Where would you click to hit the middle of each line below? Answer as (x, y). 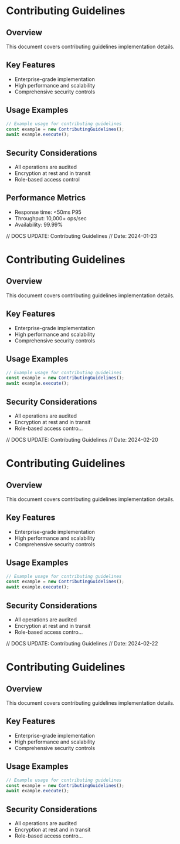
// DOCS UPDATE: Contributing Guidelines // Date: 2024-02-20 (82, 439)
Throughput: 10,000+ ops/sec (50, 218)
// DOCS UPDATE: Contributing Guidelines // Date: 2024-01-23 (81, 236)
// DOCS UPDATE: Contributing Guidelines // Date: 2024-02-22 (82, 643)
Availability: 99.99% (39, 224)
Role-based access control (47, 180)
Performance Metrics (46, 198)
